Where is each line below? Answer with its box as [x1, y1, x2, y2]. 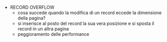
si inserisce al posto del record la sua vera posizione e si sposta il [17, 20, 154, 26]
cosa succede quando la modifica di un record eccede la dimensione [17, 10, 162, 16]
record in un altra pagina [17, 26, 69, 32]
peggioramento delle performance [17, 31, 90, 37]
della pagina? [17, 15, 46, 21]
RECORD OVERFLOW [10, 5, 55, 10]
